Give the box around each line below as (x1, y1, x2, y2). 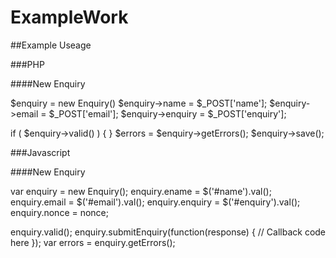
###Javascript (10, 146, 71, 158)
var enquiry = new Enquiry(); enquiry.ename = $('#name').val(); (10, 185, 272, 197)
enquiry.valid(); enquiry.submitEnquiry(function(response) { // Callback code (10, 226, 327, 238)
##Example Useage (10, 39, 92, 51)
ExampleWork (10, 6, 129, 29)
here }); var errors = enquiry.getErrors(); (10, 236, 176, 248)
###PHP (10, 58, 45, 70)
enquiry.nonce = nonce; (10, 206, 110, 218)
